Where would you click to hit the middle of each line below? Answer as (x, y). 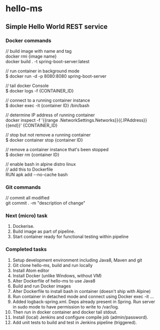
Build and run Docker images (42, 286)
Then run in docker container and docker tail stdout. (65, 312)
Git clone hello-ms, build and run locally (53, 265)
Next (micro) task (27, 216)
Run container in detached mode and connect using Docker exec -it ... (83, 296)
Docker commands (29, 41)
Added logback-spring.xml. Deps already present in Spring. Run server (84, 302)
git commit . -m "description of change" (46, 203)
